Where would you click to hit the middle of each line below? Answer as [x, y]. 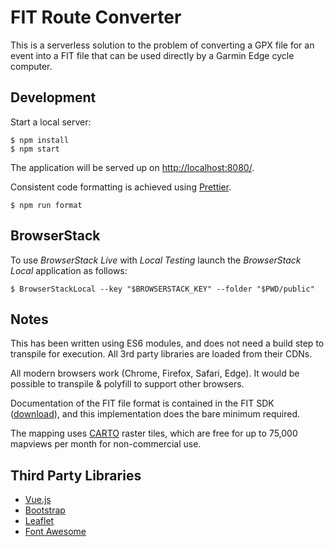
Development [53, 97]
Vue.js [38, 500]
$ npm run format [46, 205]
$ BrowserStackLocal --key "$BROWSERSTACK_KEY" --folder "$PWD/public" [162, 289]
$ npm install [40, 140]
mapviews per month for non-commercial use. [106, 444]
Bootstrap [45, 510]
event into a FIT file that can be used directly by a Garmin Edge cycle [152, 55]
